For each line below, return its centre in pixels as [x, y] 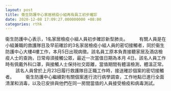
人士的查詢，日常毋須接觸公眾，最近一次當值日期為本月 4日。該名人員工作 [88, 58]
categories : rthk [24, 24]
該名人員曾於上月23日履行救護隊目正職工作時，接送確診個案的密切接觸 [90, 71]
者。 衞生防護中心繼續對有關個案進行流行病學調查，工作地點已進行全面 [85, 77]
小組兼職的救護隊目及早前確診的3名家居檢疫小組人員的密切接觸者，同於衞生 [85, 45]
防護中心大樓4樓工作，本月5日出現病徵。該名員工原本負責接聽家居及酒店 [82, 52]
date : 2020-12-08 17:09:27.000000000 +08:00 [53, 19]
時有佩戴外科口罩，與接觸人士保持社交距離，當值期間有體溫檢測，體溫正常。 [86, 64]
